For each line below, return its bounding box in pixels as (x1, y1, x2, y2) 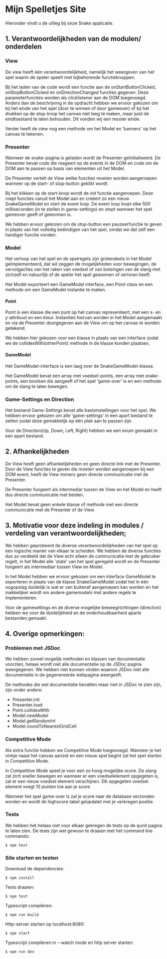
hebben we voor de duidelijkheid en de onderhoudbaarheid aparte (5, 610, 142, 616)
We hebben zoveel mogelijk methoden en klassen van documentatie (5, 656, 146, 662)
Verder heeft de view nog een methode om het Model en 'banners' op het (5, 125, 157, 131)
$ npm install (5, 875, 35, 880)
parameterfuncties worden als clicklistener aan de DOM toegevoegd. (5, 94, 147, 101)
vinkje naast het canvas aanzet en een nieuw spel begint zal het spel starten (5, 753, 162, 759)
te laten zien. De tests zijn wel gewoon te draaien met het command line (5, 828, 153, 834)
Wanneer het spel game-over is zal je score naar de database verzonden (5, 793, 155, 799)
